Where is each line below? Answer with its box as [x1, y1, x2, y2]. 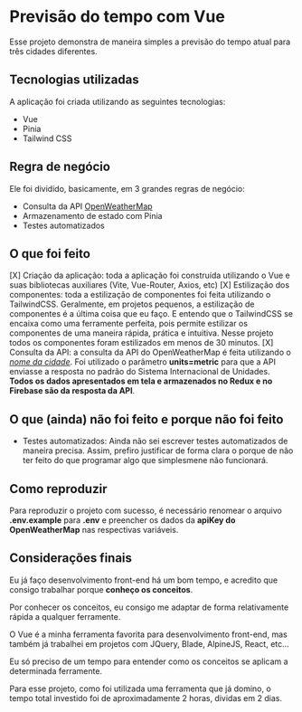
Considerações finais [9, 550, 133, 566]
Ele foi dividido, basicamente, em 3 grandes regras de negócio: [9, 183, 246, 194]
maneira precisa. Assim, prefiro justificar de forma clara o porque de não [22, 445, 294, 456]
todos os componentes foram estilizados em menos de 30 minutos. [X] [9, 337, 274, 348]
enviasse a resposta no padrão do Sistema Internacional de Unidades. [9, 366, 270, 377]
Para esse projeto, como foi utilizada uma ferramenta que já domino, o [9, 683, 271, 694]
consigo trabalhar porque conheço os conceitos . [9, 584, 193, 594]
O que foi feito [9, 246, 90, 261]
